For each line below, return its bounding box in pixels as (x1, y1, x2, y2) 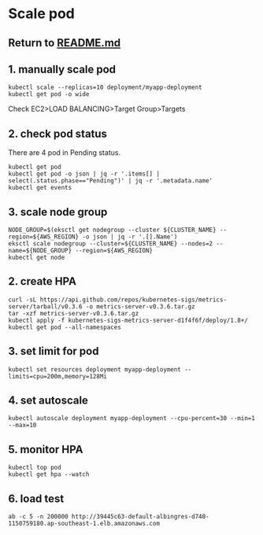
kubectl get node (8, 253, 65, 262)
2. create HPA (8, 275, 77, 288)
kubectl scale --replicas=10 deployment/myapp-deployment (8, 83, 202, 91)
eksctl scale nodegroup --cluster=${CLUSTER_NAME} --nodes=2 (8, 240, 213, 248)
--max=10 (8, 422, 37, 430)
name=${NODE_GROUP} (8, 247, 72, 255)
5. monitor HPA (8, 442, 83, 456)
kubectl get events (8, 184, 72, 192)
